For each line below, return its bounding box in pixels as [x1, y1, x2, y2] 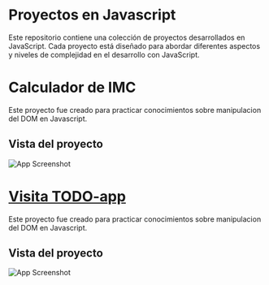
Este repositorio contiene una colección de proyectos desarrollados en [8, 32, 245, 42]
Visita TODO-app [8, 187, 126, 205]
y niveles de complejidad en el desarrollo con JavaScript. [8, 50, 201, 59]
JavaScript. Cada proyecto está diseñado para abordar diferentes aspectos [8, 41, 261, 50]
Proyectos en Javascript [8, 6, 176, 24]
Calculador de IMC [8, 79, 137, 97]
